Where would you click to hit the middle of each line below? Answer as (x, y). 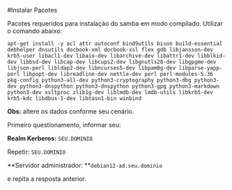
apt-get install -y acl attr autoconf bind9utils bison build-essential (115, 44)
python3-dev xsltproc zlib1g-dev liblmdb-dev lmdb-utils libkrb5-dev (110, 93)
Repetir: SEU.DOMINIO (37, 152)
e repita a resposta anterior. (47, 179)
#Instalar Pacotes (32, 10)
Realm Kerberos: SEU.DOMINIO (50, 138)
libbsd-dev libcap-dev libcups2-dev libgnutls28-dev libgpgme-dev (118, 62)
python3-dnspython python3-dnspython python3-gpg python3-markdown (119, 86)
